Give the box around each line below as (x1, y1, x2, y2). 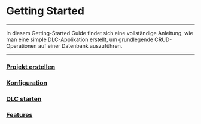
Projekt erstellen (6, 63, 56, 71)
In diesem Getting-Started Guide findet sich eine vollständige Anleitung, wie (6, 29, 193, 36)
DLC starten (6, 94, 42, 103)
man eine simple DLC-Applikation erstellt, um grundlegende (6, 36, 154, 43)
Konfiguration (6, 79, 48, 87)
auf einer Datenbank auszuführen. (38, 42, 123, 49)
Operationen (6, 42, 37, 49)
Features (6, 110, 33, 119)
